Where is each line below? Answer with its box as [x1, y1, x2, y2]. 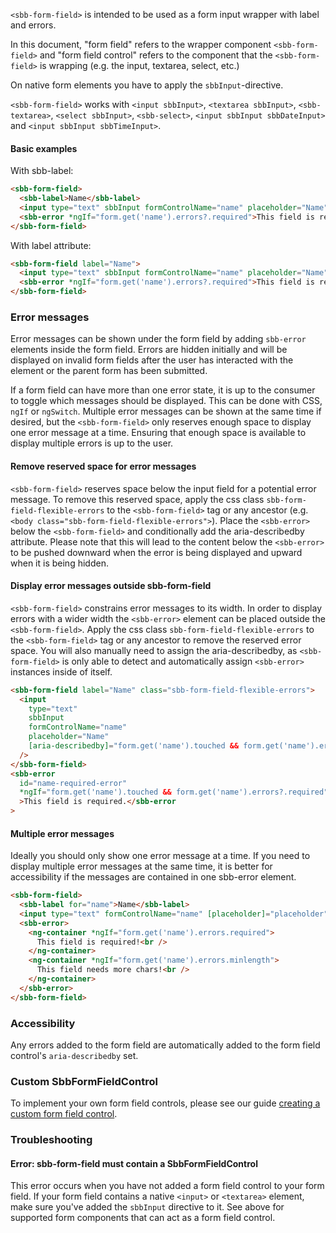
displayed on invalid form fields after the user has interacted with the [10, 354, 294, 366]
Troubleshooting [10, 1133, 93, 1147]
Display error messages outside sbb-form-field [10, 580, 212, 592]
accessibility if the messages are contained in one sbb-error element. [10, 871, 297, 883]
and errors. [10, 19, 57, 31]
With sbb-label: [10, 165, 74, 177]
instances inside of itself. [10, 665, 113, 678]
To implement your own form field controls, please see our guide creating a [10, 1097, 321, 1109]
